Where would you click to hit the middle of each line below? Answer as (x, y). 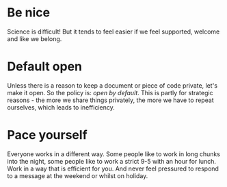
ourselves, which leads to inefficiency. (61, 107)
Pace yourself (47, 135)
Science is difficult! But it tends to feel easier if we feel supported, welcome (113, 32)
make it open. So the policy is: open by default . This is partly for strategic (110, 92)
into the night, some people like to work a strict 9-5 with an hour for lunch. (112, 161)
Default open (44, 67)
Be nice (29, 13)
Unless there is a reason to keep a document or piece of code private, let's (112, 85)
